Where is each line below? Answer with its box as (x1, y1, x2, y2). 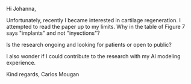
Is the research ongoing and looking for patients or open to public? (6, 41, 172, 48)
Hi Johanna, (6, 5, 36, 12)
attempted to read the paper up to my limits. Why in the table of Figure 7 (6, 23, 186, 30)
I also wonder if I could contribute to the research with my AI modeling (6, 53, 181, 59)
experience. (6, 59, 36, 66)
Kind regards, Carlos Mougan (6, 71, 80, 77)
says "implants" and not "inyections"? (6, 29, 101, 37)
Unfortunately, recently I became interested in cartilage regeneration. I (6, 17, 181, 23)
